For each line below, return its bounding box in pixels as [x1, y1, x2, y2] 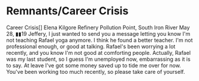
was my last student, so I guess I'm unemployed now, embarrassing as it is [6, 55, 191, 63]
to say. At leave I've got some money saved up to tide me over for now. [6, 61, 182, 69]
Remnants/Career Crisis [6, 4, 129, 18]
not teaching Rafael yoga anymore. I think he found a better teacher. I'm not [6, 36, 193, 43]
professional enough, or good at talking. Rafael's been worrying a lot [6, 43, 176, 50]
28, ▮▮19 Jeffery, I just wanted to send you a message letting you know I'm [6, 30, 191, 37]
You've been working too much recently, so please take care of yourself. [6, 68, 185, 75]
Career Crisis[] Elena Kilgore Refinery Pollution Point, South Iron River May [6, 24, 190, 31]
